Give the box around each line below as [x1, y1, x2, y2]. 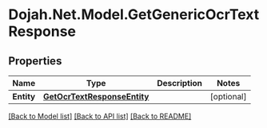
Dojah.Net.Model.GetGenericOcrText [8, 6, 260, 24]
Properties [8, 54, 62, 68]
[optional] [209, 91, 247, 102]
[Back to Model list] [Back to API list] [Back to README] [8, 111, 192, 121]
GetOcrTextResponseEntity [42, 91, 149, 102]
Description [157, 78, 202, 88]
